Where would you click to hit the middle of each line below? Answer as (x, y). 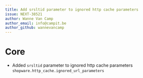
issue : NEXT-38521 (24, 14)
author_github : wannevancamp (35, 28)
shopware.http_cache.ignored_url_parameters (58, 71)
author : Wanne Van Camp (29, 19)
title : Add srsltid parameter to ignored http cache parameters (72, 10)
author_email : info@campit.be (36, 23)
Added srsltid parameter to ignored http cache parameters (72, 65)
